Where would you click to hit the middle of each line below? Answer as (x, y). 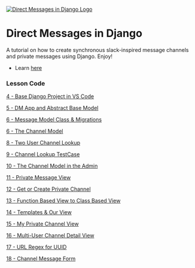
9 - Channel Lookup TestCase (43, 154)
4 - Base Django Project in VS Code (50, 96)
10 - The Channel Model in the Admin (52, 166)
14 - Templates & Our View (39, 212)
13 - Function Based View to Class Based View (63, 201)
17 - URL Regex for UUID (36, 247)
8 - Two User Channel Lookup (43, 143)
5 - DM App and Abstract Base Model (52, 108)
